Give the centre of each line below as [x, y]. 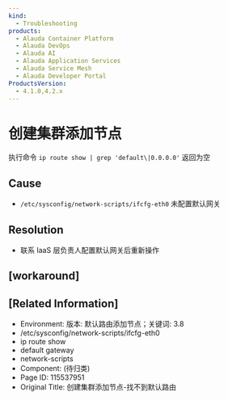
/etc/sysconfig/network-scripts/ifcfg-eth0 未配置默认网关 [120, 204]
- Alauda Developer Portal [61, 76]
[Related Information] [63, 303]
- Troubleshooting [47, 23]
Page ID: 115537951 [52, 377]
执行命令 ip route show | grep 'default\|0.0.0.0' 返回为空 [110, 158]
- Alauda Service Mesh [54, 69]
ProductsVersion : [38, 83]
